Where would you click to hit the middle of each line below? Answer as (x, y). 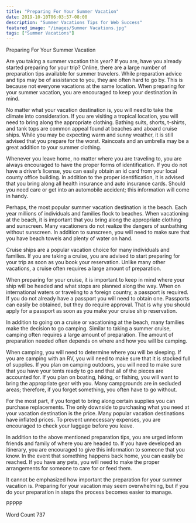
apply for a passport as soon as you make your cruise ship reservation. (92, 311)
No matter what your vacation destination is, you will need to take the (90, 110)
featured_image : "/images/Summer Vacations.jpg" (66, 28)
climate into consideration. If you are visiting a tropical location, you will (92, 116)
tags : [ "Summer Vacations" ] (40, 33)
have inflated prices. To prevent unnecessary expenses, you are (83, 420)
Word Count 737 (26, 515)
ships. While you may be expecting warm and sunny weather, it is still (90, 135)
